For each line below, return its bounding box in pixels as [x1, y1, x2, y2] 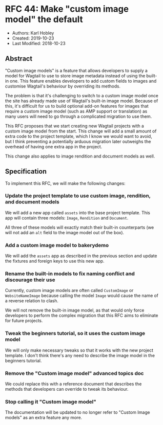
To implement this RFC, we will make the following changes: [5, 180, 126, 186]
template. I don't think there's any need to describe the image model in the [5, 352, 155, 358]
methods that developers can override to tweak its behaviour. [5, 386, 128, 392]
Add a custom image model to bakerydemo [5, 242, 109, 248]
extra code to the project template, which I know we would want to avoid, [5, 133, 152, 139]
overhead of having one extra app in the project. [5, 143, 102, 150]
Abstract [5, 55, 33, 63]
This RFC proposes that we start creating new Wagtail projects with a [5, 123, 144, 129]
